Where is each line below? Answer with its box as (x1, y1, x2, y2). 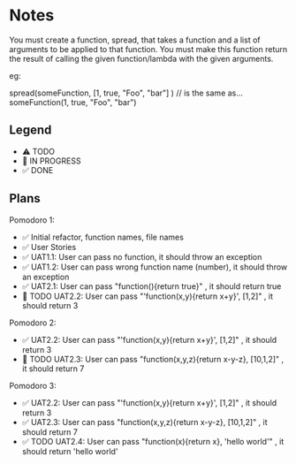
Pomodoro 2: (9, 317, 57, 328)
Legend (9, 123, 52, 138)
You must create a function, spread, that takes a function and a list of (9, 34, 261, 45)
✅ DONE (21, 164, 54, 175)
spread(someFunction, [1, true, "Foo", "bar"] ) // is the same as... (9, 87, 243, 98)
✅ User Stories (21, 241, 77, 252)
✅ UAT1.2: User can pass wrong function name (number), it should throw (21, 262, 288, 272)
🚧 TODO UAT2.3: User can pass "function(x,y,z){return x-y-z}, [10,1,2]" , (21, 354, 285, 364)
